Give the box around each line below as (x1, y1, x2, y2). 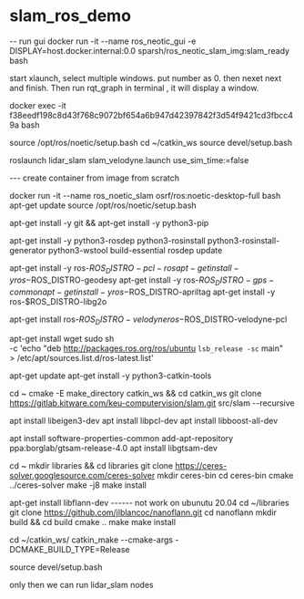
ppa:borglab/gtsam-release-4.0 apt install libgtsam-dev (9, 443, 218, 454)
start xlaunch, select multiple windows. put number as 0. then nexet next (9, 72, 282, 83)
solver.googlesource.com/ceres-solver (9, 470, 156, 481)
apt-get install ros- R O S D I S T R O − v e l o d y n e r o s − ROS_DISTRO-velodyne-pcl (9, 314, 288, 326)
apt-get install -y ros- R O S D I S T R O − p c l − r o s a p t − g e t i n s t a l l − (9, 262, 239, 275)
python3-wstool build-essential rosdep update (48, 244, 223, 255)
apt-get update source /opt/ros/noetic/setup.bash (9, 200, 198, 211)
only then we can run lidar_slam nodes (9, 580, 154, 591)
